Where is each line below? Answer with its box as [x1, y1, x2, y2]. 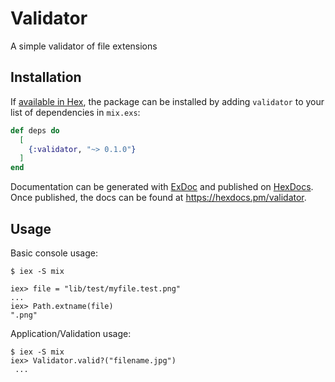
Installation [10, 69, 82, 86]
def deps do [10, 125, 60, 136]
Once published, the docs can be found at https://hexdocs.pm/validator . [10, 192, 307, 204]
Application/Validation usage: [10, 327, 132, 339]
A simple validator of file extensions [10, 40, 158, 52]
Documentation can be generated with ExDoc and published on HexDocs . [10, 181, 314, 193]
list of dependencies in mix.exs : [10, 106, 141, 118]
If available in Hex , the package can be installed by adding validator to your [10, 95, 325, 107]
